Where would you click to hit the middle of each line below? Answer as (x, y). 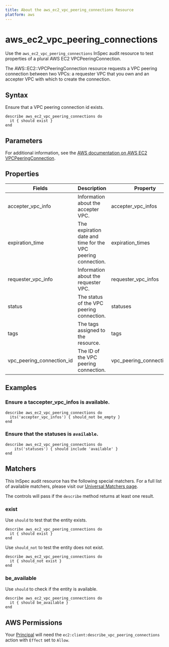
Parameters (24, 141)
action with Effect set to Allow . (37, 640)
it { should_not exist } (36, 561)
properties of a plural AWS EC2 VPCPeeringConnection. (63, 59)
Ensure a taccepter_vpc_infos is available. (58, 402)
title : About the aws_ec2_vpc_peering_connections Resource (70, 10)
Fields (40, 188)
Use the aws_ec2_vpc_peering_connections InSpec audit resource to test (79, 53)
